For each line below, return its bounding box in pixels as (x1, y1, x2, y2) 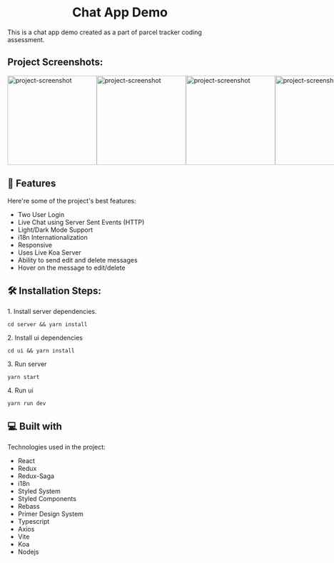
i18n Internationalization (17, 233, 88, 241)
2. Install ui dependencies (7, 333, 83, 343)
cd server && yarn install (7, 321, 88, 328)
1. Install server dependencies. (7, 308, 98, 316)
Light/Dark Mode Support (17, 225, 93, 234)
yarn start (7, 374, 40, 381)
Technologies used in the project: (7, 443, 106, 452)
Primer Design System (17, 509, 84, 518)
